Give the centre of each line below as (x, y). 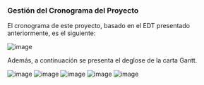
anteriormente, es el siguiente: (52, 33)
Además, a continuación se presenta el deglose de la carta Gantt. (102, 60)
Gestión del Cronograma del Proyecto (73, 11)
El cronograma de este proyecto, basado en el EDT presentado (99, 26)
